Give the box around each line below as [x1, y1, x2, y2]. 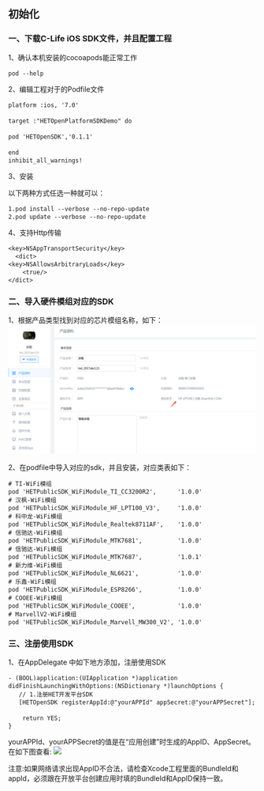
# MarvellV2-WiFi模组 [8, 610, 77, 619]
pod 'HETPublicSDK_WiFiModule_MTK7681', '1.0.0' [8, 536, 203, 544]
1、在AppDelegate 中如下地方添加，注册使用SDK [8, 657, 166, 667]
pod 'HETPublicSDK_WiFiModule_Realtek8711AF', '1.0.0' [8, 520, 203, 528]
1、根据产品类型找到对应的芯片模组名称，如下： [8, 315, 163, 324]
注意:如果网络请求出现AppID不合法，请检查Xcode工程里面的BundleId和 [8, 764, 239, 774]
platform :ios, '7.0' [8, 101, 80, 109]
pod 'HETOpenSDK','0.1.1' [8, 133, 93, 141]
